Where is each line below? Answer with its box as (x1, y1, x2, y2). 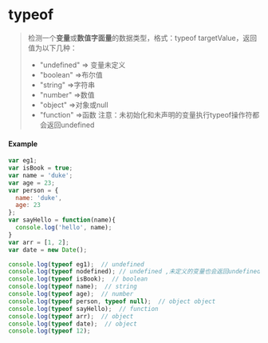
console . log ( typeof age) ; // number (8, 290, 134, 298)
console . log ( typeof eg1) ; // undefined (8, 260, 145, 269)
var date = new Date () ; (8, 245, 88, 253)
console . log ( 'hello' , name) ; (15, 224, 112, 232)
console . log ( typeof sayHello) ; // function (8, 305, 159, 313)
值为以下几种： (27, 42, 77, 53)
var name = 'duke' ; (8, 171, 73, 179)
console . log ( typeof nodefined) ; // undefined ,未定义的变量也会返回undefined (8, 268, 261, 276)
